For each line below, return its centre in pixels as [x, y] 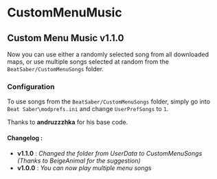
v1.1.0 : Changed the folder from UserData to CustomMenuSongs [110, 153]
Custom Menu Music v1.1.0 [66, 38]
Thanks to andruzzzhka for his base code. [68, 122]
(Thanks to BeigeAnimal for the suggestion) [79, 160]
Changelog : [25, 138]
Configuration [31, 86]
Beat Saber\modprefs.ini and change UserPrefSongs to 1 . [88, 109]
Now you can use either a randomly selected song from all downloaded [108, 54]
